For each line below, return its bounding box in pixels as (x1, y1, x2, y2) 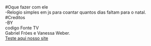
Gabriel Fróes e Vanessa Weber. (5, 30, 71, 36)
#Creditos (5, 15, 26, 20)
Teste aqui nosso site (5, 35, 48, 41)
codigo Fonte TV (5, 25, 39, 31)
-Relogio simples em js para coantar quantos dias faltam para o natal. (5, 9, 147, 15)
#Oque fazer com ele (5, 4, 48, 10)
